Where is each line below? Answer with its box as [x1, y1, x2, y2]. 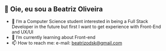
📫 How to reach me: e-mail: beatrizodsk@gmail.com [11, 39, 122, 45]
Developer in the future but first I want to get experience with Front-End [11, 23, 161, 29]
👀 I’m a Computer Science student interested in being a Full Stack [11, 18, 148, 24]
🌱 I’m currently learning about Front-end [11, 34, 96, 40]
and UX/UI [11, 28, 33, 35]
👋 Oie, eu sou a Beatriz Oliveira [4, 5, 103, 13]
